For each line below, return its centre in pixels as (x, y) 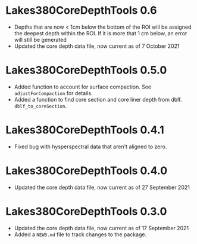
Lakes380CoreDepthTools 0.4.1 (85, 130)
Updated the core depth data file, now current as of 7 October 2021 (97, 46)
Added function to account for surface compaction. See (83, 87)
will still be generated (40, 39)
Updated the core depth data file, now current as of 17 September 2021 (101, 228)
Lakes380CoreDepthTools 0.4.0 (87, 170)
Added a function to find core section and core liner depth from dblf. (98, 99)
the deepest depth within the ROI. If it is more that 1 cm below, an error (101, 33)
